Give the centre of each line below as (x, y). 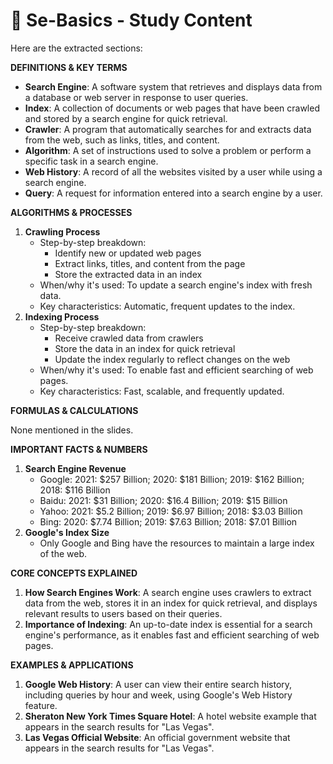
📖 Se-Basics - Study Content (131, 20)
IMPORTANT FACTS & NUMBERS (79, 449)
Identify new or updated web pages (128, 253)
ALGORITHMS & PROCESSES (71, 212)
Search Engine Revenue (75, 468)
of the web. (63, 553)
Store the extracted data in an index (128, 274)
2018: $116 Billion (75, 490)
